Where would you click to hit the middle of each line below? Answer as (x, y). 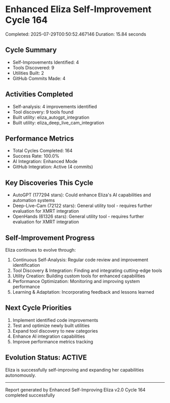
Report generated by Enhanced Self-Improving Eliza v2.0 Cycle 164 (75, 390)
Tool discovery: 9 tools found (43, 112)
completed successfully (30, 395)
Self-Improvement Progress (50, 238)
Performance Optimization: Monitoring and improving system (76, 281)
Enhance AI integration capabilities (49, 336)
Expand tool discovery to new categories (55, 331)
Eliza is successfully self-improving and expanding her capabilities (75, 370)
